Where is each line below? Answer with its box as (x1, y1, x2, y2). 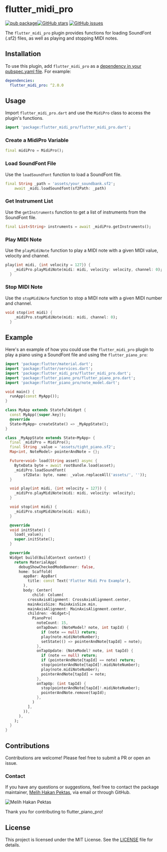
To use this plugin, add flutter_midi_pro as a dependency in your (5, 63, 141, 69)
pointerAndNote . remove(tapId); (41, 691, 107, 696)
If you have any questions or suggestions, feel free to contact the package (5, 784, 159, 790)
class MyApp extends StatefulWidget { (5, 408, 86, 413)
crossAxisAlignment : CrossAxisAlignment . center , (27, 597, 131, 602)
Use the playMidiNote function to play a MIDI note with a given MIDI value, (5, 247, 158, 253)
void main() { (5, 389, 35, 394)
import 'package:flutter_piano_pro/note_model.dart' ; (5, 380, 120, 385)
